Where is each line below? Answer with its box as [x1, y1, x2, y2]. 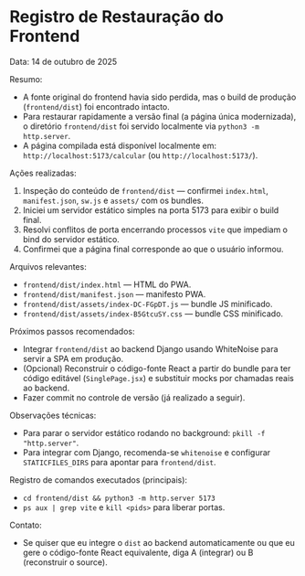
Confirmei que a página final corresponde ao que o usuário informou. [22, 243, 284, 254]
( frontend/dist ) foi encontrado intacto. [22, 101, 171, 112]
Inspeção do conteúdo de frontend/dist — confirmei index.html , [22, 185, 269, 196]
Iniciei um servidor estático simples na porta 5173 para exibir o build [22, 204, 279, 216]
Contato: [9, 519, 43, 530]
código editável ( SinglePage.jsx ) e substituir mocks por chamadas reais [22, 372, 294, 383]
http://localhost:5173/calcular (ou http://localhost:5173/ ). [22, 149, 258, 161]
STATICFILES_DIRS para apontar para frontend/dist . [22, 456, 216, 467]
